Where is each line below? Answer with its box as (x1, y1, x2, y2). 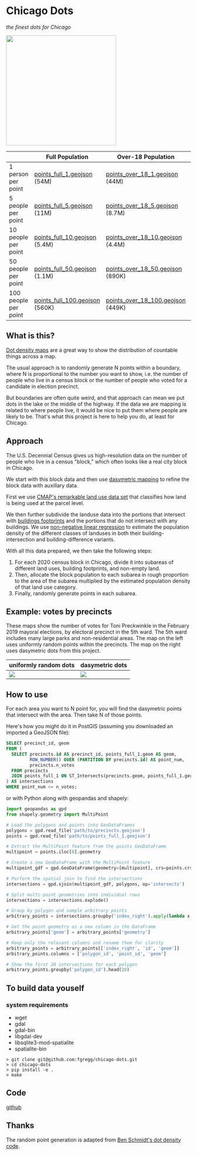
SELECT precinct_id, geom (6, 740, 69, 746)
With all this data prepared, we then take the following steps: (6, 547, 152, 554)
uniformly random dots (9, 661, 75, 669)
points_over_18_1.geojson (106, 170, 179, 178)
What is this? (6, 331, 55, 341)
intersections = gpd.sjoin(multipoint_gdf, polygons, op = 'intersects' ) (6, 881, 185, 887)
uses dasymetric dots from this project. (6, 647, 101, 654)
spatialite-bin (14, 1045, 47, 1052)
